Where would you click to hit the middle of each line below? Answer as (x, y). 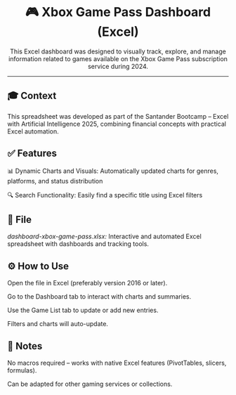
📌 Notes (25, 346)
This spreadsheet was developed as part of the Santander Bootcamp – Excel (118, 116)
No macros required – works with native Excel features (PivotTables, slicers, (117, 363)
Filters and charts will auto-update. (58, 324)
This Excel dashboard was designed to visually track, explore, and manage (118, 51)
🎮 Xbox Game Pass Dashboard (118, 12)
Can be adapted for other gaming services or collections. (90, 384)
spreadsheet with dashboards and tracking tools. (78, 244)
